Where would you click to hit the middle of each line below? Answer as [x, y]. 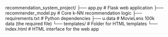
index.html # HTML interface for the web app [52, 29]
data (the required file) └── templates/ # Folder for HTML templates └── [81, 23]
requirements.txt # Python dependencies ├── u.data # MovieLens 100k [80, 18]
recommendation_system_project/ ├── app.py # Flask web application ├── [84, 8]
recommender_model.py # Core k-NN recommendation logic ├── [74, 13]
